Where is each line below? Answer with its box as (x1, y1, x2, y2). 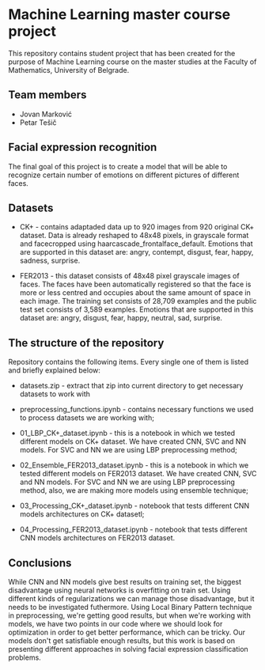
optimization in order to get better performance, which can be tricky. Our (8, 627, 246, 637)
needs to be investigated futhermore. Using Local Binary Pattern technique (8, 603, 252, 611)
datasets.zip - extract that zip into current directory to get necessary (19, 381, 244, 391)
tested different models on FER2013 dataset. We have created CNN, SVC (19, 469, 257, 479)
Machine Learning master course (8, 6, 231, 24)
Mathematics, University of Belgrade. (8, 65, 130, 74)
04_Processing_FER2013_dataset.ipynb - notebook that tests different (19, 524, 248, 535)
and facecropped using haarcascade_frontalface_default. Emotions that (19, 239, 253, 248)
